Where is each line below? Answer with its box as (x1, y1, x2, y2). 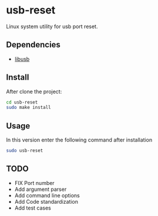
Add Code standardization (14, 198, 78, 205)
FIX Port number (14, 179, 55, 186)
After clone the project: (6, 88, 62, 95)
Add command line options (14, 191, 80, 199)
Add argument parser (14, 186, 67, 193)
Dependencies (6, 40, 60, 50)
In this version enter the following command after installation (6, 136, 153, 143)
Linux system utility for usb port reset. (6, 23, 98, 30)
